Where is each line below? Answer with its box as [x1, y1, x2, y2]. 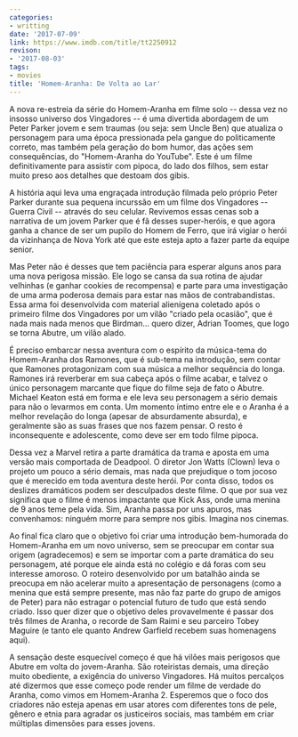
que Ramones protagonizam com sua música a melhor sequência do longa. [9, 363, 286, 374]
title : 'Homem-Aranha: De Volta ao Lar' [9, 79, 162, 88]
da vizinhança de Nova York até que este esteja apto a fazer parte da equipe [9, 234, 290, 245]
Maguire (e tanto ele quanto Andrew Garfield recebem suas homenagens [9, 625, 277, 636]
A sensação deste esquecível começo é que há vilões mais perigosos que [9, 652, 280, 662]
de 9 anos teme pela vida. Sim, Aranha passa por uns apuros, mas [9, 504, 252, 514]
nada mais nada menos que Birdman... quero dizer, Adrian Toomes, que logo [9, 318, 290, 328]
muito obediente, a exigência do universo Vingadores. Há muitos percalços [9, 670, 285, 681]
